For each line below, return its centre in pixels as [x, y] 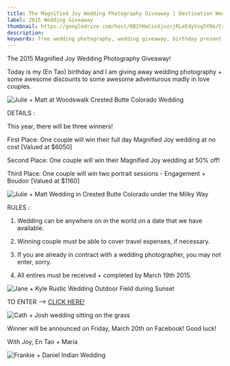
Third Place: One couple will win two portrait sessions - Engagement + [106, 174]
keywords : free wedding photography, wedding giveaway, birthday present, [116, 39]
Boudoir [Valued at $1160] [43, 181]
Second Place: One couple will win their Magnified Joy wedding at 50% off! [114, 160]
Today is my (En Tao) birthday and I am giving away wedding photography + [115, 72]
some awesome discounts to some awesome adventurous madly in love [108, 79]
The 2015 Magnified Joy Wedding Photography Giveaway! [89, 58]
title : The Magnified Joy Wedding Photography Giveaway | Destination [110, 13]
